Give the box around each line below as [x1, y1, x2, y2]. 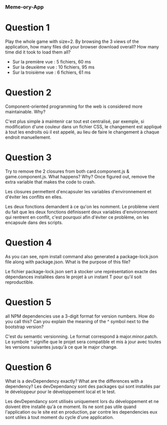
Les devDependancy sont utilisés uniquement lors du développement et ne [5, 398, 159, 404]
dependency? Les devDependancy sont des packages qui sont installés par [5, 383, 161, 389]
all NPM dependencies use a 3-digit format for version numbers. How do [5, 313, 155, 319]
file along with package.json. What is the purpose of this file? [5, 259, 131, 265]
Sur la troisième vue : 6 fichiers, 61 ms [12, 69, 91, 75]
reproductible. [5, 279, 34, 285]
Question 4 [5, 237, 52, 248]
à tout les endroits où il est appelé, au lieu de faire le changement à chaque [5, 129, 160, 135]
